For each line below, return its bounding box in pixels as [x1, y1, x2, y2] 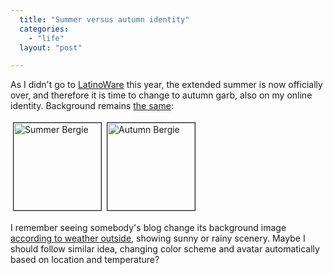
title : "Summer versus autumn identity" [19, 14, 190, 25]
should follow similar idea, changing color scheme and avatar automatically [10, 243, 320, 255]
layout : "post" [19, 42, 83, 53]
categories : [19, 24, 70, 34]
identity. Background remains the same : [10, 100, 174, 112]
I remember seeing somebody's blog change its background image [10, 222, 287, 234]
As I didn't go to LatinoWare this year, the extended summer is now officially [10, 79, 323, 91]
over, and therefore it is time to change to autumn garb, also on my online [10, 89, 313, 101]
